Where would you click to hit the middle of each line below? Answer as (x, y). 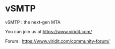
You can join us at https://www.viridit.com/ (49, 31)
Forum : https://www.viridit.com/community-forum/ (57, 41)
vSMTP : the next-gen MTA (33, 22)
